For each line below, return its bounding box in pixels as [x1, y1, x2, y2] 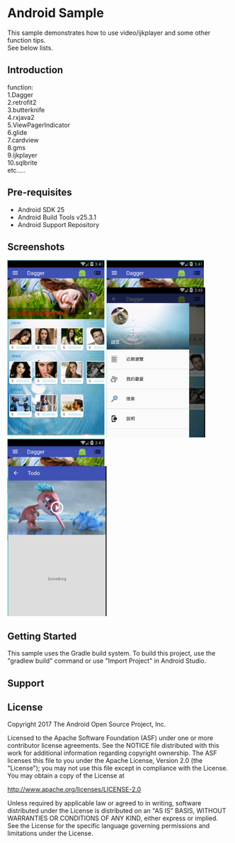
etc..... [7, 165, 26, 175]
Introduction [7, 64, 64, 76]
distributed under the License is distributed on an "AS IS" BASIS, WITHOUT [7, 807, 227, 815]
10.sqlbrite [7, 158, 38, 167]
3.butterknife [7, 105, 45, 114]
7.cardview [7, 136, 39, 144]
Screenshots [7, 241, 65, 253]
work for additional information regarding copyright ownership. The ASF [7, 749, 217, 757]
